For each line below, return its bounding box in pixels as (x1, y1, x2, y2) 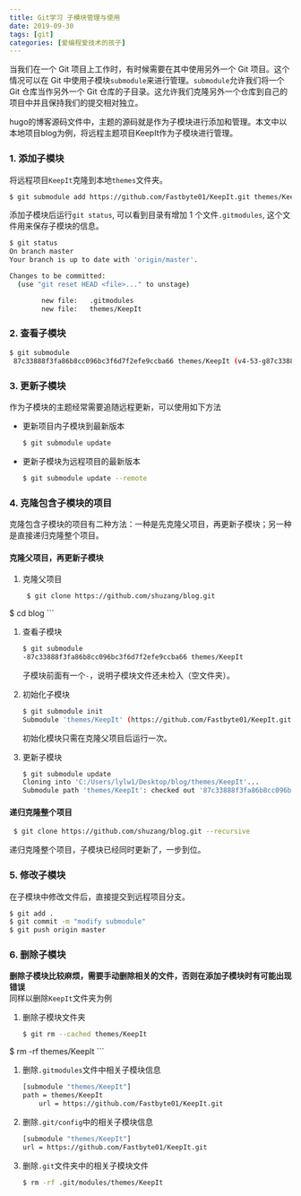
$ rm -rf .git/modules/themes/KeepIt (21, 1178, 164, 1187)
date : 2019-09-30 (9, 22, 74, 30)
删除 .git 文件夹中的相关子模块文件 (21, 1160, 150, 1171)
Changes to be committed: (9, 272, 106, 281)
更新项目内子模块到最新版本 (21, 420, 125, 431)
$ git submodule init (21, 706, 103, 715)
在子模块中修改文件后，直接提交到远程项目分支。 (9, 891, 190, 902)
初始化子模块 (21, 689, 70, 699)
